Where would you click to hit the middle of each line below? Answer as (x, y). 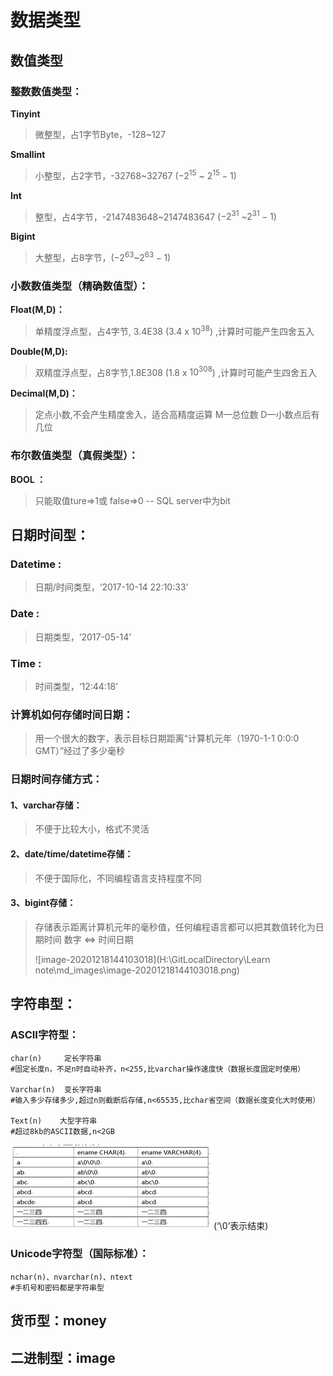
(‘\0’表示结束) (241, 1225)
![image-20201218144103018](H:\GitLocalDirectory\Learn (152, 959)
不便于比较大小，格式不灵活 (92, 829)
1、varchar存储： (46, 805)
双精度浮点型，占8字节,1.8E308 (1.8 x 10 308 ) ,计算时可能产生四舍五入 (175, 371)
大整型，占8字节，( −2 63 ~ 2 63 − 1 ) (103, 256)
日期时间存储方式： (56, 779)
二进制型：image (63, 1357)
